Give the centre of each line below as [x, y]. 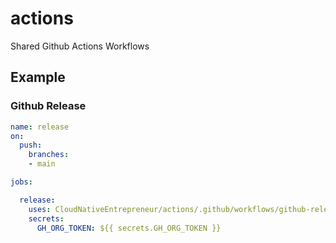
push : [31, 145]
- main [42, 164]
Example [38, 77]
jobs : [21, 182]
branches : [49, 155]
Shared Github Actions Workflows [80, 46]
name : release [40, 127]
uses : [40, 209]
